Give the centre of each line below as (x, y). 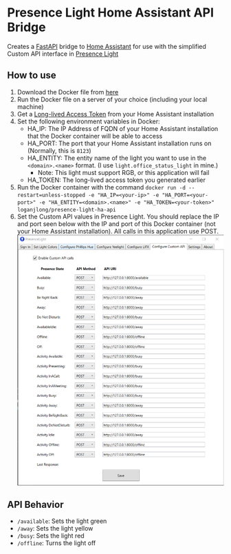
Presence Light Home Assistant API (111, 13)
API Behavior (35, 505)
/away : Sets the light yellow (55, 529)
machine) (30, 106)
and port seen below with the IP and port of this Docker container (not (116, 224)
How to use (32, 75)
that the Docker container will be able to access (95, 136)
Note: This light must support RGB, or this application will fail (123, 172)
